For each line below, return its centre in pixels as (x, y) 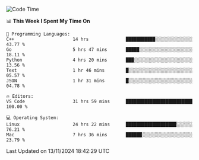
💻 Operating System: (33, 118)
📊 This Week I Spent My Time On (48, 21)
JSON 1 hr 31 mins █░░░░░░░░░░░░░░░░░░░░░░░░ (99, 81)
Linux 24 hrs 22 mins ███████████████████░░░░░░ (99, 124)
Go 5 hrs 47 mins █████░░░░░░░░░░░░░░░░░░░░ (99, 50)
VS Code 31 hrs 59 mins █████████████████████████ (99, 101)
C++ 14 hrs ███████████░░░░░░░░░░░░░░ (99, 39)
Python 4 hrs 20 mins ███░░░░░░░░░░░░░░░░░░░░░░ (99, 60)
